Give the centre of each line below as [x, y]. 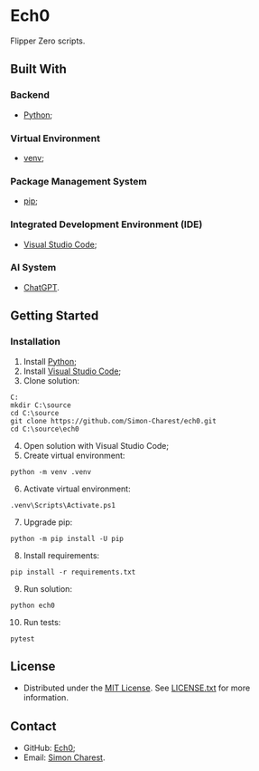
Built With [38, 69]
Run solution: [48, 588]
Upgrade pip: [48, 522]
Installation [36, 342]
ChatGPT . [41, 287]
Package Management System [79, 181]
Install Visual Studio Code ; [72, 371]
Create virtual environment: [74, 455]
